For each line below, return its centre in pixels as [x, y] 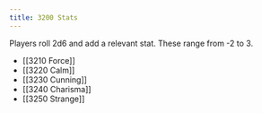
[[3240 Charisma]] [57, 89]
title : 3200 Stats [44, 17]
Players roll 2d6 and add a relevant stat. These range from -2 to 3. [131, 43]
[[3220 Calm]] [48, 70]
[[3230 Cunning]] [55, 79]
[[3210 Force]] [49, 60]
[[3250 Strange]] [53, 99]
